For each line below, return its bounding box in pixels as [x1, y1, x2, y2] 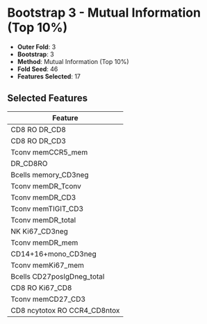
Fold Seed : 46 [17, 65, 58, 73]
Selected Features [7, 92, 88, 104]
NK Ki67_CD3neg [10, 226, 68, 236]
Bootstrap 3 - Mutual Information [7, 5, 201, 21]
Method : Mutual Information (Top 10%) [17, 57, 130, 65]
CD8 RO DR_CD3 [10, 136, 66, 145]
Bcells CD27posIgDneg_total [10, 271, 105, 281]
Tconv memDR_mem [10, 238, 78, 248]
